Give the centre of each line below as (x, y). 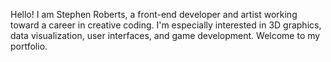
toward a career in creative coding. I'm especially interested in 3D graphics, (166, 25)
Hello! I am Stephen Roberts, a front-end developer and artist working (154, 14)
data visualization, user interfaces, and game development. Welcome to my (165, 35)
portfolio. (29, 46)
